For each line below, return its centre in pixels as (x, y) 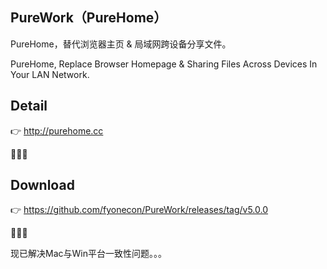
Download (42, 185)
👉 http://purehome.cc (57, 130)
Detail (29, 106)
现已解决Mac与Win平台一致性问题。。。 (88, 254)
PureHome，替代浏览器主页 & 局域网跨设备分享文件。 (121, 44)
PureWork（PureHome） (89, 18)
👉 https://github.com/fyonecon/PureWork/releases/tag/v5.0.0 (139, 210)
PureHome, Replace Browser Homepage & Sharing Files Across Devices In (164, 64)
